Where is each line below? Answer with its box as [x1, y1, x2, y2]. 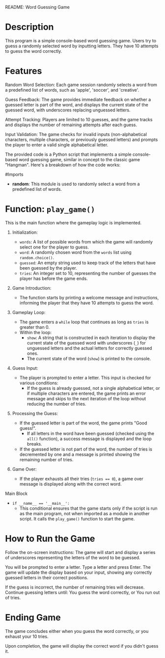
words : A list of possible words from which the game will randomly [19, 239, 153, 244]
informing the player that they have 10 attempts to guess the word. [19, 300, 154, 306]
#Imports [5, 171, 24, 177]
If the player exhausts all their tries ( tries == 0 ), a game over [19, 476, 143, 482]
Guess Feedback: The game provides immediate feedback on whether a [5, 96, 151, 103]
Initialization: [12, 229, 38, 235]
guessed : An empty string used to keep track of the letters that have [19, 260, 156, 266]
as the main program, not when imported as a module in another [19, 510, 150, 517]
